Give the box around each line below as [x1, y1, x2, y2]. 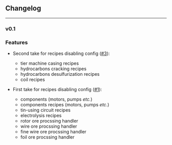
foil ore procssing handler [20, 134, 75, 140]
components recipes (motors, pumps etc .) [20, 102, 110, 108]
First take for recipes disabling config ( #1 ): [12, 86, 102, 93]
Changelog [5, 4, 41, 13]
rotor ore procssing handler [20, 118, 78, 124]
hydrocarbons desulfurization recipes [20, 71, 100, 77]
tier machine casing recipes [20, 61, 79, 67]
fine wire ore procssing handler [20, 129, 87, 135]
